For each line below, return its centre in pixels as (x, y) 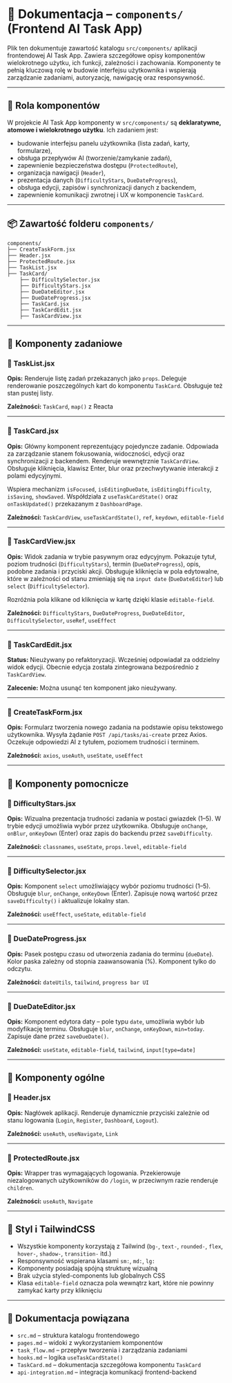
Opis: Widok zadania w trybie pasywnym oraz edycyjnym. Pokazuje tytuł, (112, 556)
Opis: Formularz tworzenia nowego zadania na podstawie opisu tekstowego (115, 727)
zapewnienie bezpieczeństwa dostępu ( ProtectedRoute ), (97, 165)
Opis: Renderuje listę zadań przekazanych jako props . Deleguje (97, 378)
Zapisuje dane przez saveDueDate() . (58, 1036)
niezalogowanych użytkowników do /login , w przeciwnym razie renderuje (113, 1180)
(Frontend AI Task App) (75, 29)
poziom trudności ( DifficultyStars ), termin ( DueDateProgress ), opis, (104, 564)
